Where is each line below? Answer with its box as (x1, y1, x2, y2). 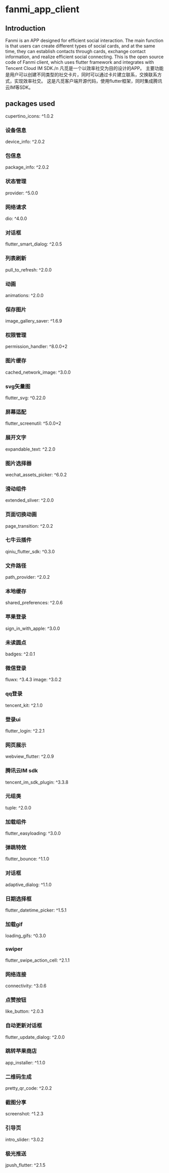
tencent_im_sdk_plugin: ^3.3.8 (5, 779, 69, 785)
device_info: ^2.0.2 (5, 139, 45, 145)
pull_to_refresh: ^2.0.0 (5, 266, 52, 273)
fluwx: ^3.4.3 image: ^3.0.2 (5, 676, 62, 682)
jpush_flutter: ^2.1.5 (5, 1162, 46, 1168)
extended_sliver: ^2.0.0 (5, 497, 54, 503)
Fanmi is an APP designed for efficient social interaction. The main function (5, 37, 163, 43)
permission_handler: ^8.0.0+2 (5, 344, 68, 350)
